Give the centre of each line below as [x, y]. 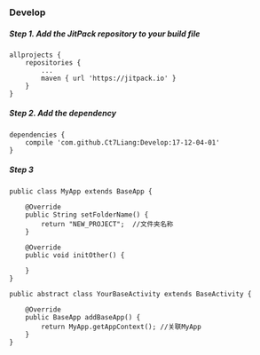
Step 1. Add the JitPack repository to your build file [105, 34]
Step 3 [21, 170]
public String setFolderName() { [87, 215]
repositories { [53, 63]
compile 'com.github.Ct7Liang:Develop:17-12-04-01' [122, 142]
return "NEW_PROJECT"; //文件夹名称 [107, 224]
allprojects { [35, 55]
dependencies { [37, 135]
